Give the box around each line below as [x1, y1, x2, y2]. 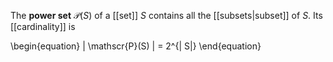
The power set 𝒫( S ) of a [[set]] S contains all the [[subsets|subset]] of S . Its [10, 10, 323, 21]
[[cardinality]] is [10, 21, 76, 32]
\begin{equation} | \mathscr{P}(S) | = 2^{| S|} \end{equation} [10, 40, 262, 52]
